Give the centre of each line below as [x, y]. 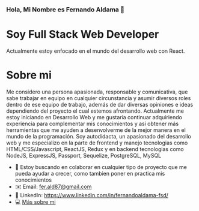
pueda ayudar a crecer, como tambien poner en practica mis [90, 173]
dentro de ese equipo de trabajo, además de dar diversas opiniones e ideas [100, 104]
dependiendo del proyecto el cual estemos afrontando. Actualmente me [95, 111]
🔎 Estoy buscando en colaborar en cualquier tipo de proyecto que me [101, 167]
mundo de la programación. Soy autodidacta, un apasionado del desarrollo [99, 136]
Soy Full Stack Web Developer [83, 34]
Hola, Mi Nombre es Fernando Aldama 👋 [66, 10]
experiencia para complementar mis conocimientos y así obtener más [93, 123]
